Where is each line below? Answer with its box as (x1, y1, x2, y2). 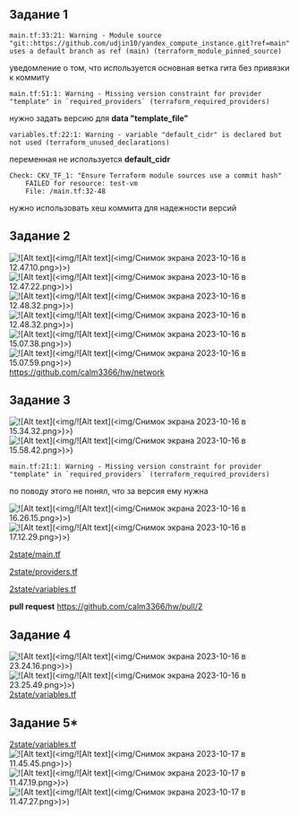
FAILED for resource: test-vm (25, 178, 139, 187)
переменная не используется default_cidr (9, 153, 171, 164)
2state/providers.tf (9, 567, 78, 577)
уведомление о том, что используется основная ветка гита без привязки (9, 62, 290, 73)
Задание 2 (9, 229, 71, 244)
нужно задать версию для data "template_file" (9, 112, 189, 124)
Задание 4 (9, 627, 72, 642)
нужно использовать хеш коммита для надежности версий (9, 202, 237, 213)
